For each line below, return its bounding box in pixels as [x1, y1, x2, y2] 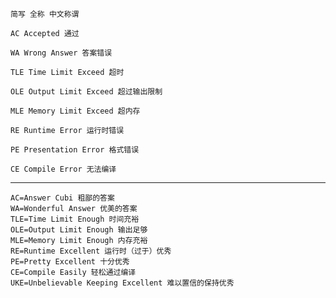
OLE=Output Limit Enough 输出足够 [10, 225, 148, 235]
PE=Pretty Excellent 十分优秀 [10, 257, 130, 267]
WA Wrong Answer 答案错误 [10, 48, 113, 58]
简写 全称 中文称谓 [10, 9, 80, 19]
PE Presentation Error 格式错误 [10, 145, 140, 155]
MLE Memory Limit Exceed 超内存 [10, 106, 141, 116]
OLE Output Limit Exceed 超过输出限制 [10, 87, 163, 97]
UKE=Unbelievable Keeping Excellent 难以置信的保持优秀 [10, 278, 235, 288]
